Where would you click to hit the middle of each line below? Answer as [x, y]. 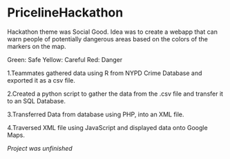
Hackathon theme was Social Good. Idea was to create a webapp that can [112, 32]
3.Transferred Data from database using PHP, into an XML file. [96, 114]
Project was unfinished [40, 148]
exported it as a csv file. [41, 80]
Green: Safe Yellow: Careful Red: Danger [65, 59]
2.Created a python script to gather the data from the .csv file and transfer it [115, 94]
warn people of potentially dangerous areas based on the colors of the [108, 39]
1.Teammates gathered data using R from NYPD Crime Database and [105, 73]
